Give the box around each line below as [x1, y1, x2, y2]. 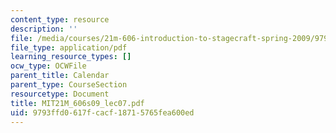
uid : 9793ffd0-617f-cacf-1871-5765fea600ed [10, 107, 195, 118]
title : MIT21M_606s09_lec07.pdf [10, 98, 145, 108]
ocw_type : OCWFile [10, 61, 87, 71]
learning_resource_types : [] [10, 52, 132, 62]
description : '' [10, 24, 78, 34]
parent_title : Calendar [10, 71, 110, 81]
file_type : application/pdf [10, 42, 128, 53]
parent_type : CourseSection [10, 80, 128, 90]
